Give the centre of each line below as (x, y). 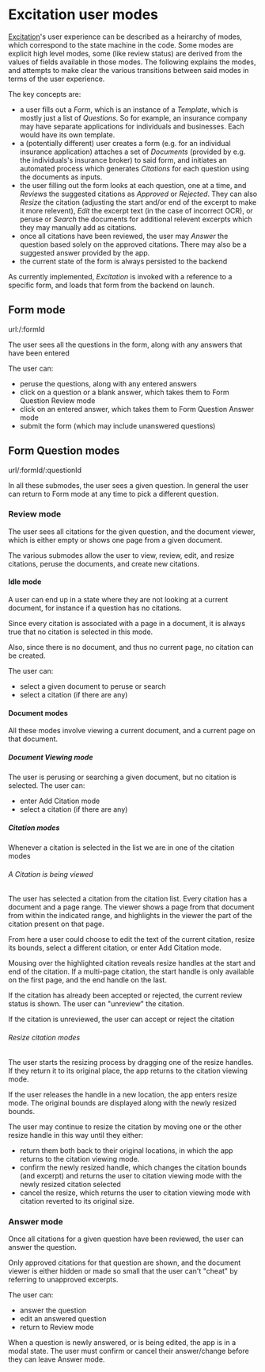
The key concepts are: (45, 94)
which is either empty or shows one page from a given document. (115, 540)
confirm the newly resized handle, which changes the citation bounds (133, 1167)
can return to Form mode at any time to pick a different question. (114, 494)
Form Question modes (64, 451)
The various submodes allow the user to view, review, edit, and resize (121, 555)
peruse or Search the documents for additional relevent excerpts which (136, 219)
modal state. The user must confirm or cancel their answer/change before (129, 1351)
